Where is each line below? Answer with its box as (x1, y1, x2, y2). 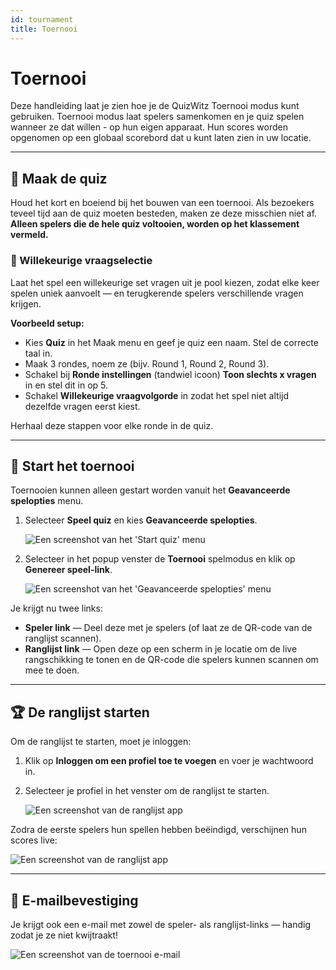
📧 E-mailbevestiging (10, 892, 139, 909)
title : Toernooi (10, 24, 78, 34)
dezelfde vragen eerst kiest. (24, 400, 141, 412)
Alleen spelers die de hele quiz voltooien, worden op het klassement (10, 218, 300, 230)
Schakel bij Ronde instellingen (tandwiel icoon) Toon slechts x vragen (24, 368, 317, 380)
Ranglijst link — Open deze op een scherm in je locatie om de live (24, 643, 298, 655)
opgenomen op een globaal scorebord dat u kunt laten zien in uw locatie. (10, 132, 312, 144)
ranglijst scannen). (24, 632, 102, 645)
